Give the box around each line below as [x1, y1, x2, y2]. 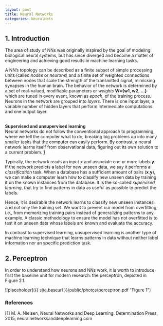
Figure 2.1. [5, 278, 26, 283]
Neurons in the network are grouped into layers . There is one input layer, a [5, 98, 154, 104]
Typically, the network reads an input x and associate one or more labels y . [5, 159, 156, 165]
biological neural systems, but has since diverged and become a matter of [5, 52, 154, 59]
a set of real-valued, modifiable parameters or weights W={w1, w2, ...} [5, 88, 147, 94]
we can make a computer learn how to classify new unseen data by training [5, 174, 157, 180]
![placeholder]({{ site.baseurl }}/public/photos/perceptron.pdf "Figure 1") [5, 287, 151, 293]
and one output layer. [5, 109, 48, 115]
